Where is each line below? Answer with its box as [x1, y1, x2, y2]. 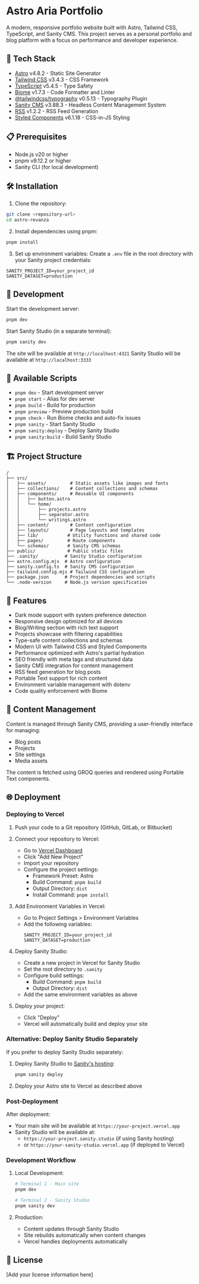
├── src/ [6, 475, 28, 482]
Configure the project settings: [23, 866, 99, 873]
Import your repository [23, 859, 79, 867]
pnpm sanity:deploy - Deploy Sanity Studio [14, 427, 120, 434]
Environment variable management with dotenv [14, 681, 131, 688]
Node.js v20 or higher [14, 151, 68, 158]
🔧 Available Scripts [6, 373, 77, 383]
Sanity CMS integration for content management [14, 662, 134, 669]
